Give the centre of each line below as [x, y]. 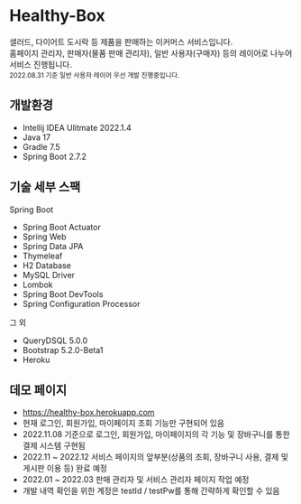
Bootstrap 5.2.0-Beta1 [63, 350]
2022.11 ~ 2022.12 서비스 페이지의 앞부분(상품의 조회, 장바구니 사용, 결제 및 [155, 457]
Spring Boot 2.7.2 [55, 156]
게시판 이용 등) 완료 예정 [65, 468]
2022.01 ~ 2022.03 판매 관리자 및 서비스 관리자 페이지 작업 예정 [136, 480]
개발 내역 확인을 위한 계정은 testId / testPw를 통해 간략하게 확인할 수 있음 [151, 491]
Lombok [38, 285]
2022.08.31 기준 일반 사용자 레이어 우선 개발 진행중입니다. [95, 75]
